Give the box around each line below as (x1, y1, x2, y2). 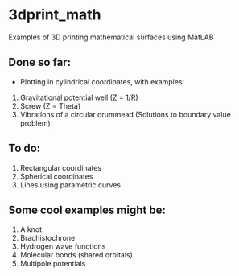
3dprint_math (8, 6, 102, 24)
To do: (8, 142, 41, 155)
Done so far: (8, 56, 71, 69)
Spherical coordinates (19, 171, 93, 181)
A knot (19, 225, 43, 234)
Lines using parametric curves (19, 179, 122, 190)
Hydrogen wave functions (19, 241, 106, 251)
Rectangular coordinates (19, 163, 102, 172)
